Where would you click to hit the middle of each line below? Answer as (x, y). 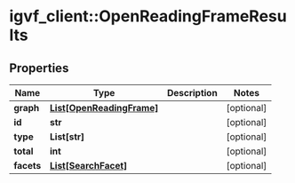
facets (28, 166)
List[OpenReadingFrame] (104, 108)
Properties (39, 68)
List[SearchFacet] (88, 166)
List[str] (68, 137)
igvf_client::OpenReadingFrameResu (148, 16)
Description (192, 93)
